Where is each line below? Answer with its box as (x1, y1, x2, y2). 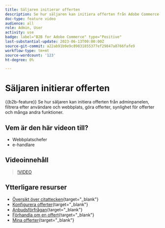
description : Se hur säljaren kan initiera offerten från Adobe (5, 12, 139, 17)
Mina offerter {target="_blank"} (12, 217, 75, 223)
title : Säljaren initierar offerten (5, 7, 80, 12)
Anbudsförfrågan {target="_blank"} (12, 206, 82, 212)
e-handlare (12, 142, 35, 148)
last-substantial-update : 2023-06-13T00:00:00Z (5, 39, 105, 44)
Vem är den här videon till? (5, 124, 88, 132)
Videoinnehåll (5, 156, 49, 164)
